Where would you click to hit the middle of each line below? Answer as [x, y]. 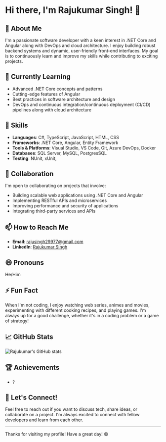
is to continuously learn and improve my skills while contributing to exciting [82, 56]
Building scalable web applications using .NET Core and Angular [78, 196]
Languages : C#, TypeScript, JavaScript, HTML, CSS [66, 137]
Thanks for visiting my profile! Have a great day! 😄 [57, 434]
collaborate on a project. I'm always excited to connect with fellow [72, 415]
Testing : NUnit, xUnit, [34, 158]
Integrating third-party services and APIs [54, 211]
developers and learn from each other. [44, 420]
